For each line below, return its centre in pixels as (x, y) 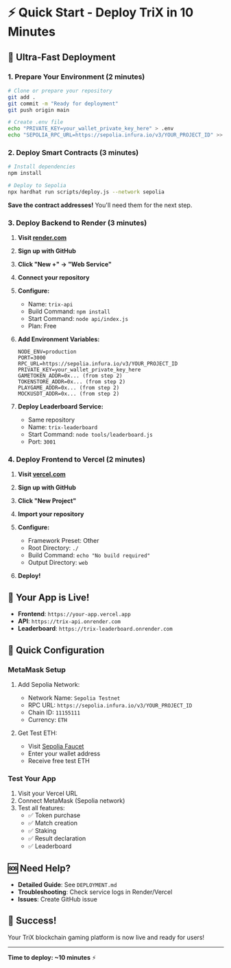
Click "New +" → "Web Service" (65, 265)
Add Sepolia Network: (49, 684)
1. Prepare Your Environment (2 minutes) (76, 77)
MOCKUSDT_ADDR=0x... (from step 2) (69, 394)
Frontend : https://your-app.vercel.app (74, 614)
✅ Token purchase (54, 815)
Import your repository (51, 514)
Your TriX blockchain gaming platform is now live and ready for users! (106, 937)
